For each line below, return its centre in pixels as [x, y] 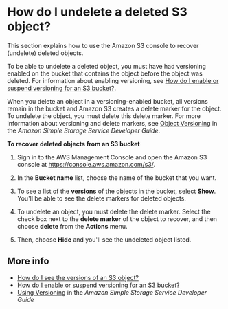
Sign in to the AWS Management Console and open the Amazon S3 [112, 157]
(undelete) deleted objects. [45, 53]
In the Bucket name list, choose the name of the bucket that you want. [117, 178]
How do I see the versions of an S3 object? [78, 277]
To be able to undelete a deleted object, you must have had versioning [106, 66]
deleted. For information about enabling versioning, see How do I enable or [113, 80]
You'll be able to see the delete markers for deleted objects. [102, 198]
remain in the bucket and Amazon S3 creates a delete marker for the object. [114, 108]
